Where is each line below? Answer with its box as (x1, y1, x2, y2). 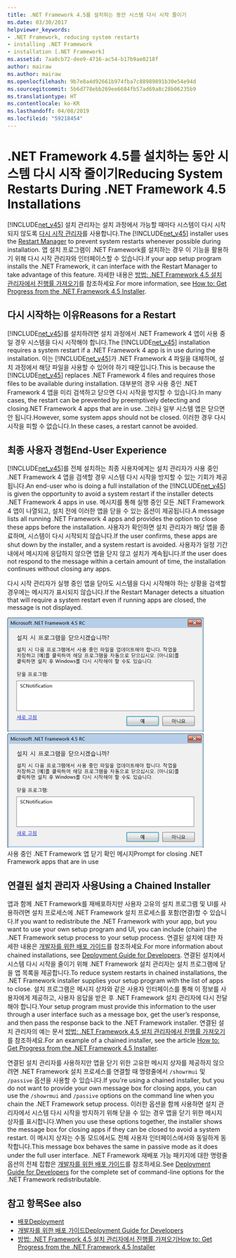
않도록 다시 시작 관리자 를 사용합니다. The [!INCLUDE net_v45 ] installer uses (20, 229, 229, 237)
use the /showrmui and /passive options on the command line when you (7, 1092, 214, 1100)
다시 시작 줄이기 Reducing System (32, 166, 223, 182)
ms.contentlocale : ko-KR (7, 100, 80, 107)
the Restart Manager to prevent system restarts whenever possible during (7, 237, 221, 245)
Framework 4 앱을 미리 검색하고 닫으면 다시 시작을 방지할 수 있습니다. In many (7, 388, 222, 396)
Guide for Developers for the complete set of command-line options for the (7, 1168, 225, 1177)
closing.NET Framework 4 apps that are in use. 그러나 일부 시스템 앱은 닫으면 (7, 404, 225, 412)
